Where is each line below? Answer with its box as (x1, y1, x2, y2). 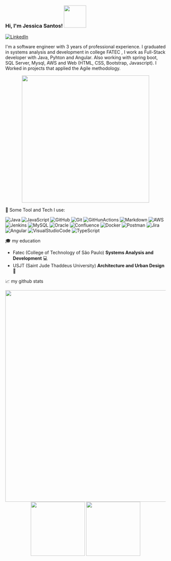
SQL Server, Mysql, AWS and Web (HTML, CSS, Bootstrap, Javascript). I (5, 60, 157, 66)
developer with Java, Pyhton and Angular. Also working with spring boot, (5, 54, 158, 61)
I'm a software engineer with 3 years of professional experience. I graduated (5, 44, 166, 50)
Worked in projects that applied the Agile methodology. (5, 65, 121, 71)
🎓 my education (5, 238, 41, 244)
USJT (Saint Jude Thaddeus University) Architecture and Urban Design (12, 263, 164, 269)
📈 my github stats (5, 278, 44, 285)
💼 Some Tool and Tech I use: (5, 207, 65, 213)
